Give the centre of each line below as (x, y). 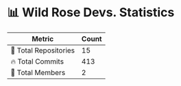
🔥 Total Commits (37, 61)
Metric (43, 39)
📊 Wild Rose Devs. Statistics (91, 13)
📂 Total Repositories (43, 50)
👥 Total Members (38, 72)
